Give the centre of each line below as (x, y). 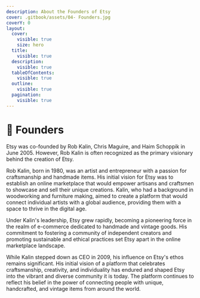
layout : (16, 28)
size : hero (30, 45)
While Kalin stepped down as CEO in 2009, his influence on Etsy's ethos (95, 257)
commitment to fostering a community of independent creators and (89, 232)
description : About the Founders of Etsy (59, 12)
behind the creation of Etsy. (40, 159)
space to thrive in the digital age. (47, 209)
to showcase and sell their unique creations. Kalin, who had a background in (100, 190)
